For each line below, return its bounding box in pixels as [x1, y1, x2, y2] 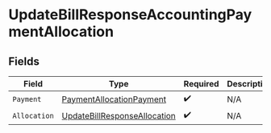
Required [183, 79, 219, 89]
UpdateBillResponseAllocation [61, 110, 176, 121]
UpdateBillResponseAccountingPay [8, 6, 252, 24]
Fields [8, 54, 40, 68]
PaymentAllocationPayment [61, 94, 167, 105]
